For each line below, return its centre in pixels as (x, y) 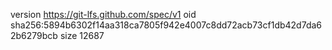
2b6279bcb (34, 35)
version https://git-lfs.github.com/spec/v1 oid (103, 14)
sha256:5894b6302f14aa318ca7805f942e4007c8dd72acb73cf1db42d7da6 (166, 25)
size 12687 (82, 35)
